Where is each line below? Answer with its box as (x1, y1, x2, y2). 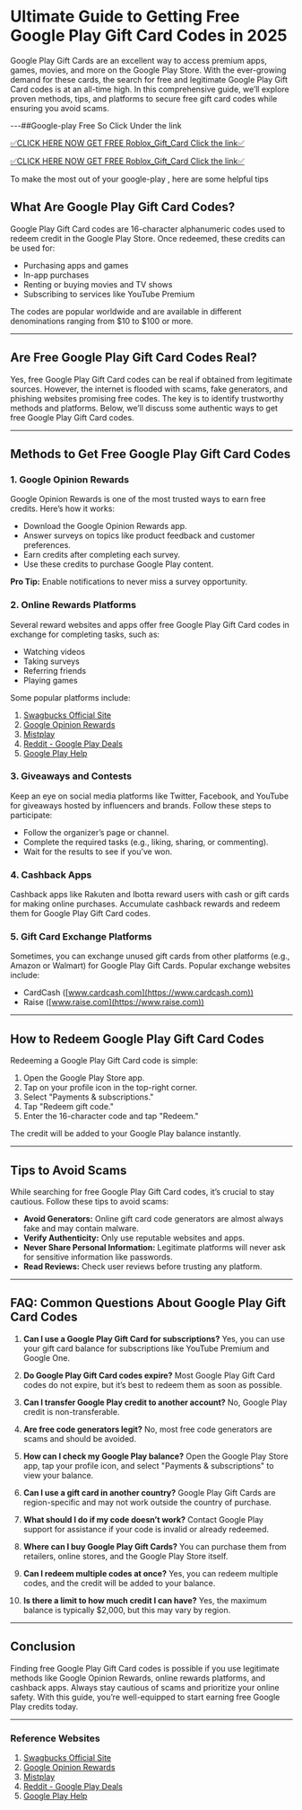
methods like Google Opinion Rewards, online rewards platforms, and (10, 1673, 266, 1683)
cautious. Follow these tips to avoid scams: (10, 1196, 169, 1207)
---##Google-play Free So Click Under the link (10, 119, 182, 131)
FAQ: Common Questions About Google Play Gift (10, 1295, 286, 1311)
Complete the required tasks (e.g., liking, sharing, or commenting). (22, 836, 269, 847)
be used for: (10, 243, 56, 253)
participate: (10, 809, 53, 820)
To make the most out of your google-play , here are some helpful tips (10, 173, 269, 184)
